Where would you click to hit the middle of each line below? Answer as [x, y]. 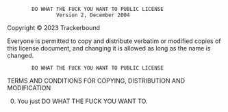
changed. [21, 55]
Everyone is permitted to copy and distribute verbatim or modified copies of [114, 41]
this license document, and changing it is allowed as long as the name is [109, 48]
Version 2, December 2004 [93, 15]
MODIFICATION [29, 88]
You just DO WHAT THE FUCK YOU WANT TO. [82, 101]
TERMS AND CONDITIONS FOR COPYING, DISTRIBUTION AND [96, 81]
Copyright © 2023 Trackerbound [54, 28]
